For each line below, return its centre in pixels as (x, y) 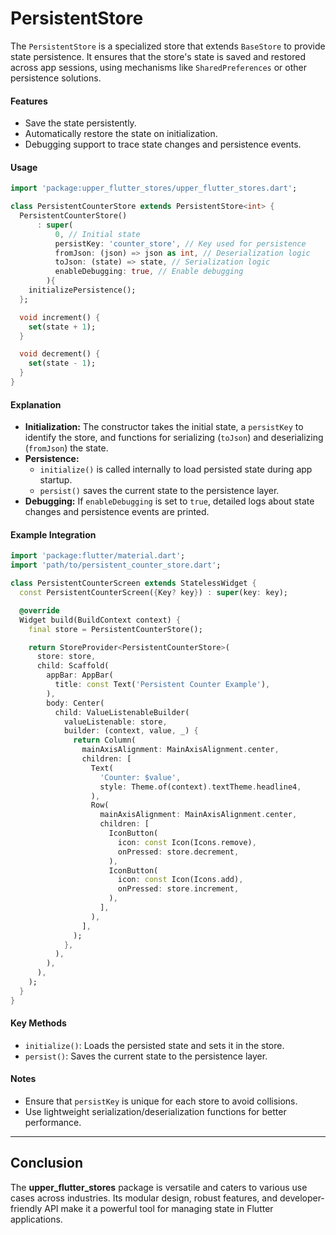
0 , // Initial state (97, 234)
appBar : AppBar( (80, 675)
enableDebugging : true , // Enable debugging (149, 272)
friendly (26, 1208)
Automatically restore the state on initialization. (121, 134)
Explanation (36, 404)
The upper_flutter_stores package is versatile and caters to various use (159, 1187)
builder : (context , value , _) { (131, 731)
